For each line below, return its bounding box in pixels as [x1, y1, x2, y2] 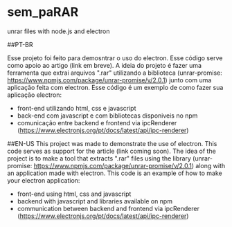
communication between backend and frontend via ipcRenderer [17, 204, 199, 212]
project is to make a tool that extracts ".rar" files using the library [7, 154, 192, 163]
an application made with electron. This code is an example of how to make [7, 169, 223, 177]
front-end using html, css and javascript [17, 190, 132, 198]
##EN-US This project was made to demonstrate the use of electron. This [7, 139, 217, 147]
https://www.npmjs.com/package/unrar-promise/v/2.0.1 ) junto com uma [7, 75, 212, 84]
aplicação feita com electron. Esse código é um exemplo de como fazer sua [7, 83, 224, 91]
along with [195, 161, 226, 170]
